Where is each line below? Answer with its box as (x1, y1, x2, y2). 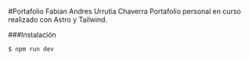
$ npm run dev (8, 45, 55, 53)
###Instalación (8, 30, 56, 39)
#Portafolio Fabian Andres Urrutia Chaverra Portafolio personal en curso (8, 7, 241, 16)
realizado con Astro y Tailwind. (8, 15, 108, 24)
